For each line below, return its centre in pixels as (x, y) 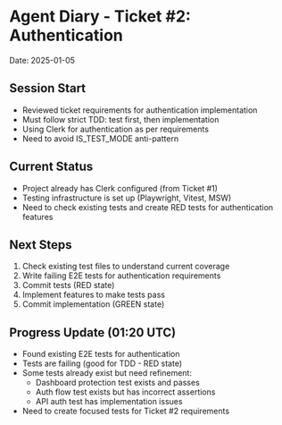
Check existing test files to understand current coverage (126, 267)
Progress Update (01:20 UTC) (93, 332)
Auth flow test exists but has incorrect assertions (125, 392)
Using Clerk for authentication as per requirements (116, 129)
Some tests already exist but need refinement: (107, 373)
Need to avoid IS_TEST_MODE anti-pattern (100, 138)
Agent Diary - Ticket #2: (100, 17)
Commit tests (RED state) (68, 285)
